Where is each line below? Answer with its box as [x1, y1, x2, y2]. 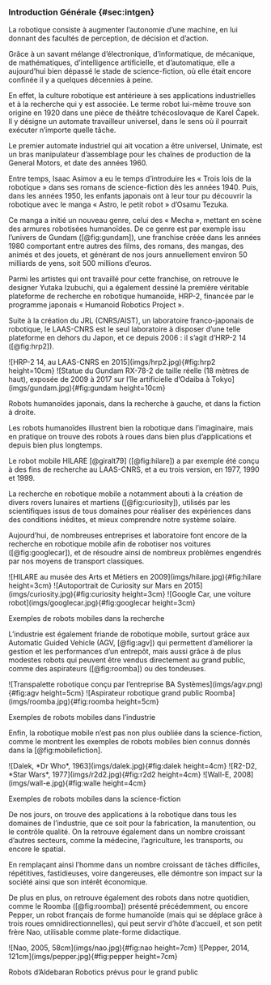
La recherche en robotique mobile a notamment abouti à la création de [8, 489, 243, 499]
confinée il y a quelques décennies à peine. [8, 75, 154, 85]
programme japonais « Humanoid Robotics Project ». [8, 300, 184, 310]
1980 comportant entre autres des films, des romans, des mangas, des [8, 242, 244, 251]
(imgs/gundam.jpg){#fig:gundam [8, 383, 118, 393]
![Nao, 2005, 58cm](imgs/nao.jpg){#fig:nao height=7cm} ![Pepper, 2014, [8, 943, 250, 953]
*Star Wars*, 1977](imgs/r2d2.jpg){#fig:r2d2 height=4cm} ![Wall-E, [8, 769, 232, 780]
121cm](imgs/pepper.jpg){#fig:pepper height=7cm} [8, 952, 178, 961]
